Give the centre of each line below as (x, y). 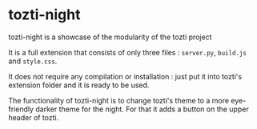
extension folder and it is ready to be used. (79, 85)
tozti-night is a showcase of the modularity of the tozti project (110, 37)
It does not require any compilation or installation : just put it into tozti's (125, 76)
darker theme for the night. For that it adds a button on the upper (143, 109)
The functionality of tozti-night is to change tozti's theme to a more (119, 100)
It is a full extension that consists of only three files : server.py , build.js (127, 52)
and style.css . (33, 61)
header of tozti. (34, 117)
